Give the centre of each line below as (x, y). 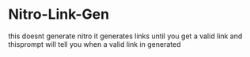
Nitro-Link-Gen (59, 14)
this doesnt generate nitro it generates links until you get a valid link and (125, 36)
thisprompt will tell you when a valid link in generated (95, 44)
